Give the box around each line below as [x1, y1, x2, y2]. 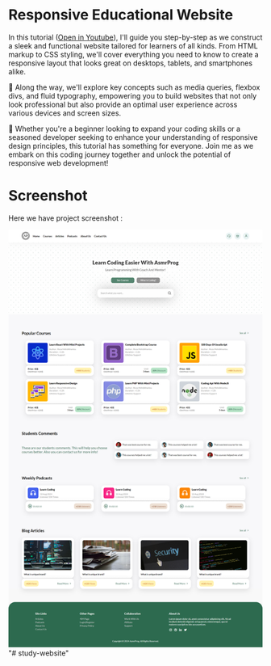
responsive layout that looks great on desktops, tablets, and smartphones [8, 58, 252, 68]
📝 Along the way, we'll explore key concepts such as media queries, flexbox [8, 82, 261, 92]
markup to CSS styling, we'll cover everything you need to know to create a [8, 49, 260, 59]
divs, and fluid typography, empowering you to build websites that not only [8, 91, 257, 100]
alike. [8, 66, 27, 76]
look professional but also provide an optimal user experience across [8, 99, 238, 109]
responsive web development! [8, 158, 109, 167]
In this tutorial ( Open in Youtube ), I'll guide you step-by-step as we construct [8, 32, 263, 42]
